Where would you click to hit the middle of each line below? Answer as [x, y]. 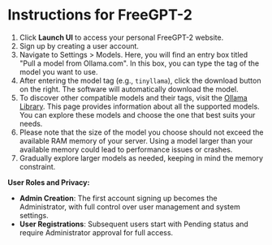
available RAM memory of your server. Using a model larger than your [136, 140]
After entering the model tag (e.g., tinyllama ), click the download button [140, 80]
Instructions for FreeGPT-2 [100, 15]
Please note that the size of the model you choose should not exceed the [141, 132]
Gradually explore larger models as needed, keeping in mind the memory [141, 158]
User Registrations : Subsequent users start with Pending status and [134, 224]
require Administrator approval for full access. [96, 232]
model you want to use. [58, 71]
